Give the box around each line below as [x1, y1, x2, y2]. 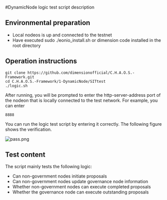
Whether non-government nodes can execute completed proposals [12, 184, 151, 190]
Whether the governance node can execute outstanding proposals [12, 189, 149, 195]
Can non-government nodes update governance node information [12, 179, 149, 185]
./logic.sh [5, 83, 28, 88]
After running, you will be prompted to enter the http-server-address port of [5, 92, 161, 98]
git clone [5, 70, 26, 75]
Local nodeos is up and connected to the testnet [12, 32, 112, 38]
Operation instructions [5, 57, 77, 65]
